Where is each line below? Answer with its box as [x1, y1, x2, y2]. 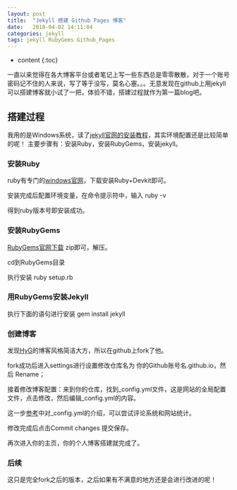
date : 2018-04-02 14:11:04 [7, 23, 93, 30]
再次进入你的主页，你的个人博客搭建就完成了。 [7, 439, 143, 448]
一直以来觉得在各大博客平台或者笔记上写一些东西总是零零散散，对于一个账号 [7, 71, 230, 79]
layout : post [7, 10, 46, 18]
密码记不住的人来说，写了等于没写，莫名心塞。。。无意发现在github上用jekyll [7, 79, 226, 88]
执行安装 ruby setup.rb [7, 273, 73, 281]
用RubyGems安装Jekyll [7, 292, 89, 302]
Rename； [15, 370, 46, 379]
